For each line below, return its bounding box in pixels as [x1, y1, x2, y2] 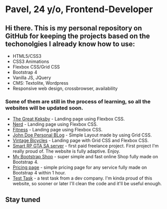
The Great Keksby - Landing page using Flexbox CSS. [12, 116, 125, 122]
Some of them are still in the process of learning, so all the [5, 98, 151, 105]
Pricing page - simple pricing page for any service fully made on [12, 164, 147, 170]
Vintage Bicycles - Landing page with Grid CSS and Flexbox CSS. [12, 137, 149, 144]
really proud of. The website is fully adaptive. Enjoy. [12, 148, 120, 154]
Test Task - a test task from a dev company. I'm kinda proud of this [12, 175, 153, 181]
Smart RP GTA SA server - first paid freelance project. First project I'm [12, 143, 159, 149]
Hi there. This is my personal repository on [5, 24, 142, 32]
